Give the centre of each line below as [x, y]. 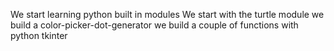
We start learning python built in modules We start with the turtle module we [167, 14]
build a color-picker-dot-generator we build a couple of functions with [154, 25]
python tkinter [39, 35]
